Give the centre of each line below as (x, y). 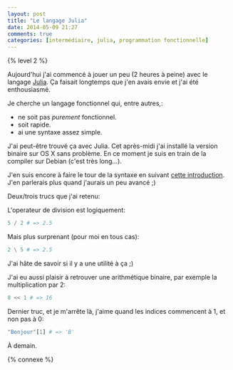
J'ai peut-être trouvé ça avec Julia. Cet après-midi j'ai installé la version (113, 146)
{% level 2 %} (28, 60)
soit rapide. (34, 125)
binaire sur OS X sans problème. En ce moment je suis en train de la (107, 154)
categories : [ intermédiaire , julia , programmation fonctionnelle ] (108, 41)
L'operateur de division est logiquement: (67, 210)
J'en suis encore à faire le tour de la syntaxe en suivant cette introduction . (116, 175)
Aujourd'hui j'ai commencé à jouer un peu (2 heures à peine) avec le (108, 75)
